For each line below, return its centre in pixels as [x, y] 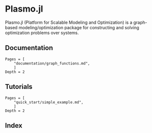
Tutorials [19, 87]
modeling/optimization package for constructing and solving [79, 27]
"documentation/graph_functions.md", [52, 63]
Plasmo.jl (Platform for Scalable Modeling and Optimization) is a [69, 22]
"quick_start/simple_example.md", [49, 102]
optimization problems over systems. [42, 33]
